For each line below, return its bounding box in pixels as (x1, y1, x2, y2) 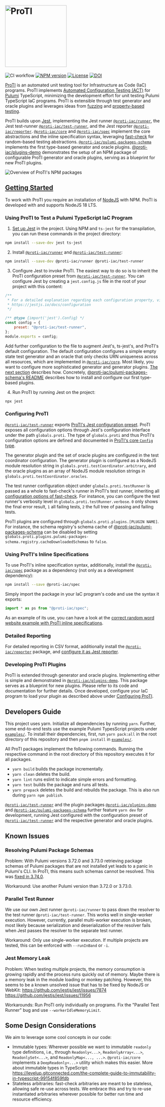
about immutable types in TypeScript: (12, 1065, 88, 1071)
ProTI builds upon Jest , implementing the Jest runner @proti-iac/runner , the (5, 117, 160, 123)
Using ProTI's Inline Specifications (5, 551, 89, 558)
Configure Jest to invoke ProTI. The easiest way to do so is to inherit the (12, 267, 158, 273)
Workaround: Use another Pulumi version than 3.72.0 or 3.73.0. (5, 883, 133, 889)
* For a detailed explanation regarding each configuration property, (7, 298, 155, 303)
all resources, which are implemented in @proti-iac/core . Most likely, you (5, 358, 154, 365)
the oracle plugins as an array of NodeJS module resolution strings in (5, 468, 146, 474)
